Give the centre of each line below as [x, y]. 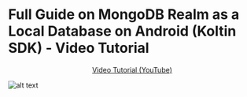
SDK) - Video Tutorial [79, 48]
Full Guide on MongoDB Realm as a [124, 15]
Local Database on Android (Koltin [122, 31]
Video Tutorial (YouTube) [132, 69]
